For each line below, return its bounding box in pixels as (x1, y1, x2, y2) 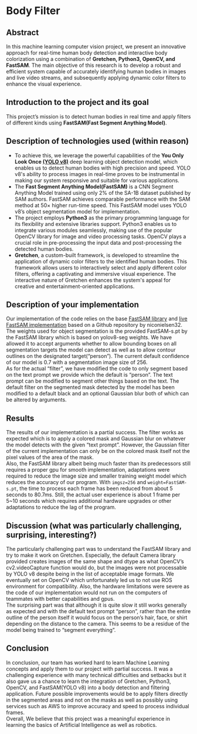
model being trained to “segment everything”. (6, 627, 116, 634)
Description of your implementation (6, 300, 139, 310)
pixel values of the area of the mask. (6, 454, 94, 461)
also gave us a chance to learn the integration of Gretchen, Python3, (6, 678, 171, 685)
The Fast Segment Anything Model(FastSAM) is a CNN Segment (14, 183, 174, 190)
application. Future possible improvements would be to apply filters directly (6, 690, 188, 697)
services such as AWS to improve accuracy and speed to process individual (6, 702, 189, 709)
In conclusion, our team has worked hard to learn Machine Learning (6, 659, 170, 666)
